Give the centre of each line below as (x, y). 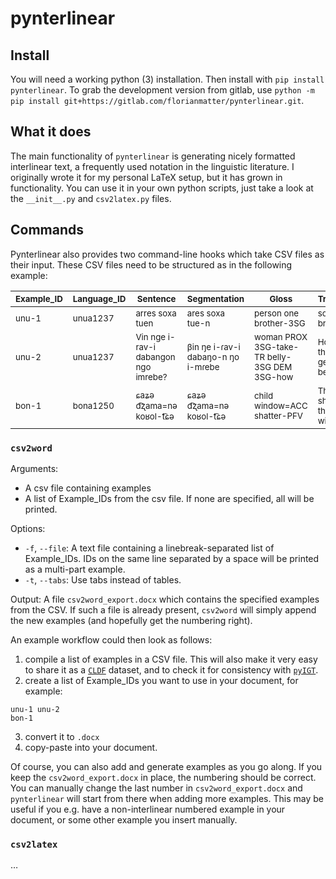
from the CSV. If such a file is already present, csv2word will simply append (163, 609)
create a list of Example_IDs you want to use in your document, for (161, 680)
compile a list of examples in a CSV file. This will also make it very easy (171, 659)
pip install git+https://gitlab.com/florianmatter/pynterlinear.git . (157, 100)
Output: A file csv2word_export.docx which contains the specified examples (165, 599)
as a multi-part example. (75, 569)
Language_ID (99, 298)
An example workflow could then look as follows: (111, 639)
